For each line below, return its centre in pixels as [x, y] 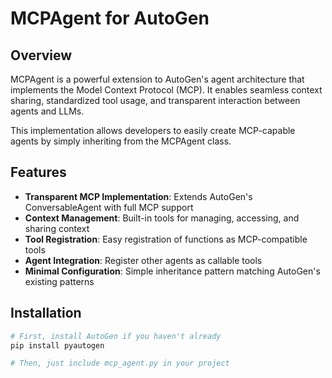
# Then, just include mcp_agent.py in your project [120, 363]
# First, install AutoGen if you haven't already [116, 336]
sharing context [57, 228]
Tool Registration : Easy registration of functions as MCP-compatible [166, 239]
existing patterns [59, 281]
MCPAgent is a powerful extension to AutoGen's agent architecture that [157, 79]
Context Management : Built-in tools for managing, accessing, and [162, 218]
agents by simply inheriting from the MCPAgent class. [121, 141]
